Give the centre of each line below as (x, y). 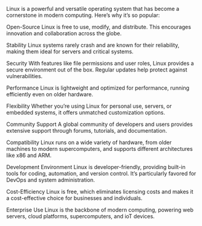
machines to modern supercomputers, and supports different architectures (99, 149)
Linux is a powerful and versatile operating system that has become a (93, 9)
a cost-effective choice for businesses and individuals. (74, 198)
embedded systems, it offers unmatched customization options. (86, 112)
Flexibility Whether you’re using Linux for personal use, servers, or (89, 106)
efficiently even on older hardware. (50, 94)
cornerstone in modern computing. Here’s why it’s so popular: (83, 15)
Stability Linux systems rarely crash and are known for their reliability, (93, 45)
